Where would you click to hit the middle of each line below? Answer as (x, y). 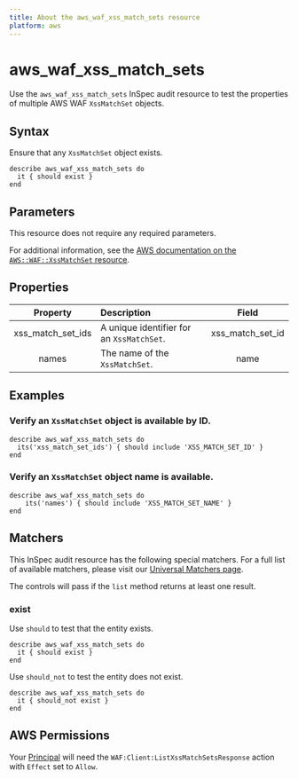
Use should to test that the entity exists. (81, 628)
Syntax (29, 131)
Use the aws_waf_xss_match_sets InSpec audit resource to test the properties (149, 94)
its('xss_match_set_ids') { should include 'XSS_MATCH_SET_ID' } (141, 447)
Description (125, 312)
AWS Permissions (59, 736)
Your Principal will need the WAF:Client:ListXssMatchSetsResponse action (142, 757)
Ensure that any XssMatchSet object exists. (86, 153)
